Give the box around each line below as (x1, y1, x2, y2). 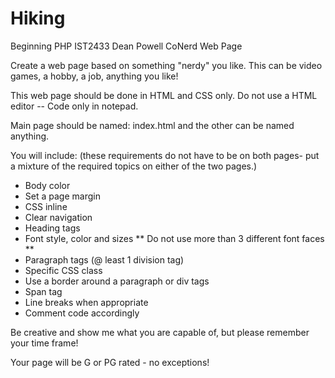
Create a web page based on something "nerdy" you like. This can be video (10, 59, 323, 71)
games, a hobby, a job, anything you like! (10, 70, 179, 82)
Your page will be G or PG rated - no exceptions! (10, 356, 210, 368)
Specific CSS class (24, 264, 103, 276)
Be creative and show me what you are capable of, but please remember (10, 326, 310, 338)
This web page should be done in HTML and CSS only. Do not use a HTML (10, 89, 318, 101)
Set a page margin (24, 190, 101, 202)
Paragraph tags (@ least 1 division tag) (24, 253, 185, 266)
